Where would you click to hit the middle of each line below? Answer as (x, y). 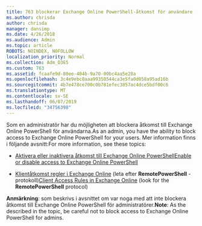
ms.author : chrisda (31, 18)
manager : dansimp (28, 29)
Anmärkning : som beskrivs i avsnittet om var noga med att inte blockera (96, 198)
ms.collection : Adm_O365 (37, 62)
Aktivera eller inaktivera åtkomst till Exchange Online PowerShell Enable (103, 155)
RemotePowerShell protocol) (52, 186)
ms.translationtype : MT (36, 91)
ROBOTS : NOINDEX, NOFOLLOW (40, 51)
